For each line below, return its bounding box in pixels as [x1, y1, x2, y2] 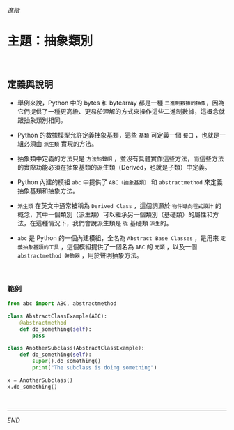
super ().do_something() [32, 358, 101, 365]
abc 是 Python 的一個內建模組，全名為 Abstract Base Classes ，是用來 [17, 233, 219, 242]
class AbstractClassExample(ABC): [7, 313, 108, 320]
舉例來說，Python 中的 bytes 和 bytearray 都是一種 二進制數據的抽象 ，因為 [17, 98, 225, 107]
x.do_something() [7, 383, 58, 390]
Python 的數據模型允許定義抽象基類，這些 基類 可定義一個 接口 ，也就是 [17, 131, 220, 139]
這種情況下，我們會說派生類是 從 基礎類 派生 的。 [36, 218, 173, 227]
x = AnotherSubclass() [7, 376, 73, 384]
